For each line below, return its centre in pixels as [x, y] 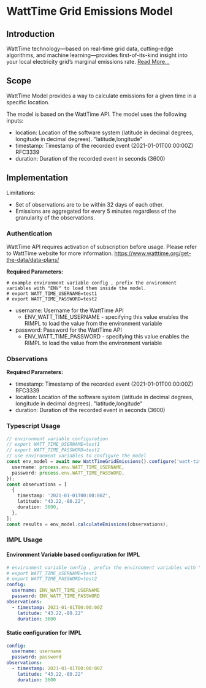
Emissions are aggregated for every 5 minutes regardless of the [96, 211]
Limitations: [21, 193]
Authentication [29, 233]
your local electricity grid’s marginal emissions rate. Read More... [88, 62]
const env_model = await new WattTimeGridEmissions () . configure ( [91, 462]
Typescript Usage [33, 426]
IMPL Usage [25, 540]
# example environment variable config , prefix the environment [91, 283]
